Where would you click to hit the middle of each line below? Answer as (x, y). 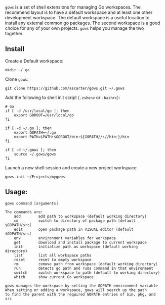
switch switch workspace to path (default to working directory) (87, 273)
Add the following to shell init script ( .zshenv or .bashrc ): (62, 97)
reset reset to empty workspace (53, 259)
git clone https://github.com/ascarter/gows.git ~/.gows (65, 88)
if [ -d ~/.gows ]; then (31, 150)
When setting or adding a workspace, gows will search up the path (76, 290)
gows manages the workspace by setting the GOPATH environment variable (82, 286)
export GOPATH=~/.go (35, 132)
